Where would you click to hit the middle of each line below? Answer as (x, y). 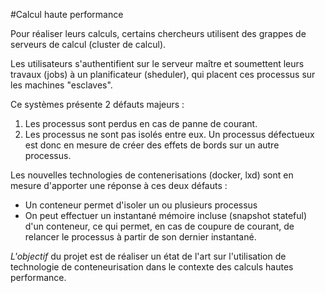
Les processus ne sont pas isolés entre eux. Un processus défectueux (169, 134)
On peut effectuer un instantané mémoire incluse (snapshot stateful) (166, 215)
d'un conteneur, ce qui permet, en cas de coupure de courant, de (159, 226)
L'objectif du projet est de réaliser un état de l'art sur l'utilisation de (148, 256)
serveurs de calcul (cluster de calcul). (88, 44)
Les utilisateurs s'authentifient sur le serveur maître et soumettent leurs (157, 63)
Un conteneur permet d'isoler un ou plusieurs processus (141, 205)
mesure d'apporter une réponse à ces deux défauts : (119, 185)
